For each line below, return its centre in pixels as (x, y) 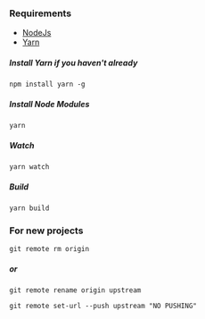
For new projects (46, 231)
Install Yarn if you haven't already (74, 63)
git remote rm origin (49, 249)
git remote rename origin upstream (75, 290)
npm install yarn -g (48, 84)
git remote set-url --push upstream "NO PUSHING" (103, 306)
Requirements (41, 13)
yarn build (29, 208)
